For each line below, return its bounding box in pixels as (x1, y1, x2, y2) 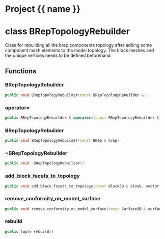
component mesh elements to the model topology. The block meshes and (5, 48, 154, 53)
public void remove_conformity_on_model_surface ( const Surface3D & (5, 206, 146, 212)
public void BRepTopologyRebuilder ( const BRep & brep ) (5, 138, 120, 143)
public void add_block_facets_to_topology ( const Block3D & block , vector (5, 184, 160, 188)
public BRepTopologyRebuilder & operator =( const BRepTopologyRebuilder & (5, 115, 160, 120)
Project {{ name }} (5, 3, 81, 15)
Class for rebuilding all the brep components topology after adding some (5, 42, 152, 48)
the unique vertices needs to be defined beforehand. (5, 53, 112, 58)
